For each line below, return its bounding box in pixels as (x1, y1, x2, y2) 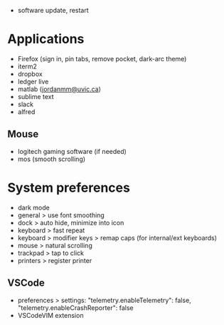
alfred (17, 107, 36, 116)
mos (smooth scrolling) (17, 155, 86, 163)
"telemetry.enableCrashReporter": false (17, 303, 134, 312)
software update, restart (17, 6, 89, 14)
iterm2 (17, 62, 38, 71)
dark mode (17, 203, 50, 212)
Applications (7, 31, 85, 47)
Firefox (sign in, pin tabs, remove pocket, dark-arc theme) (17, 54, 187, 63)
